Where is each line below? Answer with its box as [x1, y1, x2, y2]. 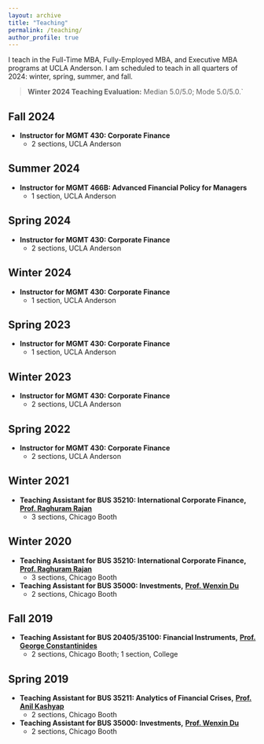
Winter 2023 [8, 370, 72, 383]
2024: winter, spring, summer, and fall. [8, 72, 134, 81]
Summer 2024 [8, 162, 80, 176]
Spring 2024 [8, 214, 71, 228]
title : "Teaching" [8, 19, 68, 27]
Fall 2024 [8, 109, 56, 123]
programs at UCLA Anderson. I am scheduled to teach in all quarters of [8, 64, 238, 73]
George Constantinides [19, 641, 98, 650]
